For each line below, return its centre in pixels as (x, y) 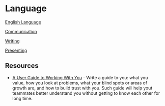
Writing (12, 41)
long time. (22, 98)
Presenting (16, 50)
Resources (22, 66)
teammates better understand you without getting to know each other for (86, 93)
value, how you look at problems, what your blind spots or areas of (80, 83)
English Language (23, 22)
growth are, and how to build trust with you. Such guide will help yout (82, 88)
